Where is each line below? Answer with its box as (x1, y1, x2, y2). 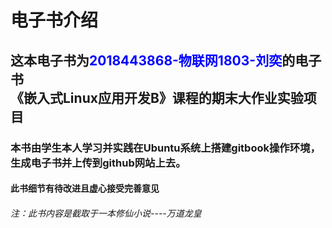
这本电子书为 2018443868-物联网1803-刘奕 (10, 52, 283, 69)
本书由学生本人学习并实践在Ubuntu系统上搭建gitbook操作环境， (10, 141, 321, 155)
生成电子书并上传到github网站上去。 (10, 156, 187, 170)
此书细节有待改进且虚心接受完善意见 (10, 182, 160, 195)
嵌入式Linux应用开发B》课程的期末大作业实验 (23, 89, 304, 106)
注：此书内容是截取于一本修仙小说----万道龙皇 (10, 207, 202, 219)
